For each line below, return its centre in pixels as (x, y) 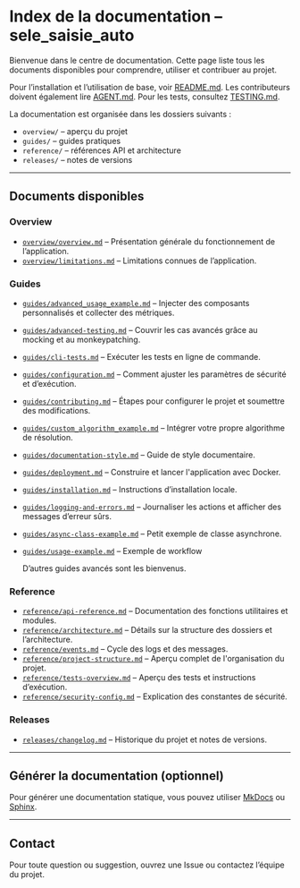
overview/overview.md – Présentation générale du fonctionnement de (148, 241)
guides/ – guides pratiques (71, 141)
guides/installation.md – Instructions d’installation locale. (130, 489)
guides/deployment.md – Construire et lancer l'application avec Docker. (151, 472)
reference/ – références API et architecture (101, 150)
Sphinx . (23, 807)
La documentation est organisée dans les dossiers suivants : (121, 114)
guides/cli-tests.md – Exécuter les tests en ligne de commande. (141, 356)
